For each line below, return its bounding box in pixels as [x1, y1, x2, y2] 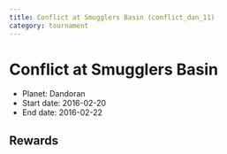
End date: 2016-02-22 [21, 107, 103, 118]
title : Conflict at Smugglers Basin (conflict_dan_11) [9, 12, 216, 22]
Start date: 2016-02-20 [21, 98, 107, 109]
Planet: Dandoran [21, 89, 86, 99]
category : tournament [9, 21, 89, 30]
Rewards [9, 133, 59, 148]
